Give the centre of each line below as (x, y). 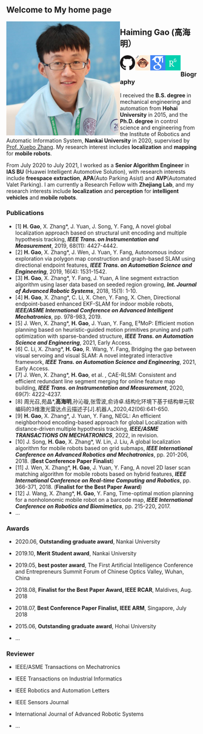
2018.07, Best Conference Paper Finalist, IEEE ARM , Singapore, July (101, 608)
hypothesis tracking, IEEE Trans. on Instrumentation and (87, 239)
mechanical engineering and (155, 101)
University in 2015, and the (154, 114)
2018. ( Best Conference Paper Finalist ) (64, 461)
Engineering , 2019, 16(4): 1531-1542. (61, 271)
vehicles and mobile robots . (42, 197)
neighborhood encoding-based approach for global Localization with (101, 422)
